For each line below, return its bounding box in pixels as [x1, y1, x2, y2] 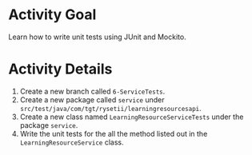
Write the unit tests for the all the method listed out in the [19, 129, 208, 138]
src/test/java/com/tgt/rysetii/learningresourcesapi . [19, 103, 202, 113]
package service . [19, 120, 78, 129]
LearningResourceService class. [19, 137, 124, 147]
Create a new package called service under [19, 94, 166, 105]
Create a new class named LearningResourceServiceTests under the [19, 112, 244, 121]
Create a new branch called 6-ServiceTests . [19, 86, 166, 96]
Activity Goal [8, 6, 97, 24]
